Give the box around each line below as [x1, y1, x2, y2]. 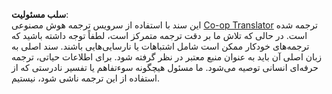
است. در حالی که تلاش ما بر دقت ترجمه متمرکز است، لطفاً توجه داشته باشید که [11, 30, 308, 41]
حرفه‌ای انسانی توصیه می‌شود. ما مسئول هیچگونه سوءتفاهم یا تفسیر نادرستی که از [11, 62, 319, 73]
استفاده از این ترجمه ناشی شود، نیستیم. [11, 72, 161, 84]
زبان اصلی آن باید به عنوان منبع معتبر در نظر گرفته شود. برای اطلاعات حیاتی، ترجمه [11, 51, 323, 63]
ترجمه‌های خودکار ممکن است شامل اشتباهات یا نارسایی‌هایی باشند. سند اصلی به [11, 40, 310, 52]
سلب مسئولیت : [11, 9, 69, 20]
